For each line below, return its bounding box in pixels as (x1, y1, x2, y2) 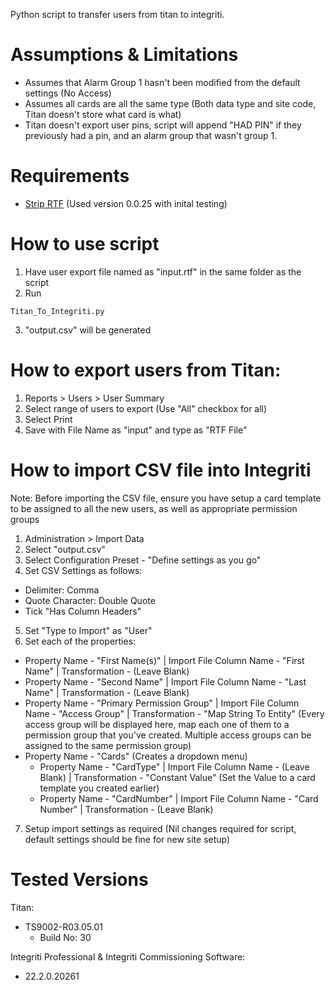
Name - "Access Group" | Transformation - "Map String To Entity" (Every (24, 707, 325, 719)
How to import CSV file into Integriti (10, 459, 312, 481)
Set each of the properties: (24, 635, 137, 647)
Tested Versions (10, 868, 149, 891)
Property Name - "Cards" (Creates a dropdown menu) (24, 750, 248, 762)
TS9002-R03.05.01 (24, 920, 103, 933)
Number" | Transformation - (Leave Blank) (39, 803, 214, 815)
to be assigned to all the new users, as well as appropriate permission (10, 502, 298, 514)
